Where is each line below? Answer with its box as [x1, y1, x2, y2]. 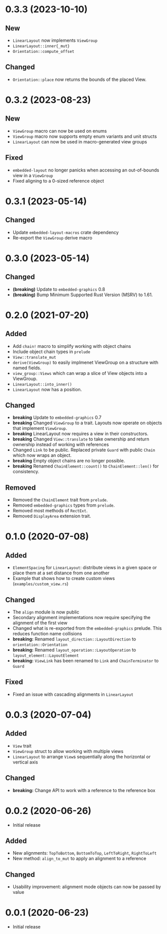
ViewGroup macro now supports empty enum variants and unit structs [12, 133, 157, 139]
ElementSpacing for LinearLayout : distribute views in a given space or [12, 565, 157, 571]
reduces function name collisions [12, 631, 82, 637]
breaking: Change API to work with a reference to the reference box [12, 787, 156, 793]
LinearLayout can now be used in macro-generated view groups [12, 138, 147, 144]
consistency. [12, 469, 40, 475]
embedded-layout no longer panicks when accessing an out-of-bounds [12, 167, 159, 173]
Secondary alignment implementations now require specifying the [12, 615, 151, 621]
